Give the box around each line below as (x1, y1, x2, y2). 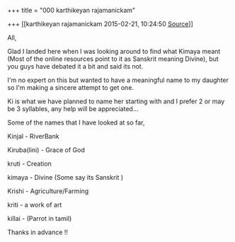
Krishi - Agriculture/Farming (7, 187, 89, 195)
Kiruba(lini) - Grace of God (7, 146, 85, 154)
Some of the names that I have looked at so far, (7, 118, 145, 127)
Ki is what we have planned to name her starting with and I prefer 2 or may (7, 97, 225, 105)
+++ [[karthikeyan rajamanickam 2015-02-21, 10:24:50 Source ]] (7, 20, 193, 28)
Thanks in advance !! (7, 228, 69, 236)
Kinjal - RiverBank (7, 132, 59, 140)
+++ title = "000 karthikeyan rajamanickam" (7, 6, 136, 14)
